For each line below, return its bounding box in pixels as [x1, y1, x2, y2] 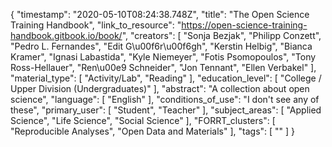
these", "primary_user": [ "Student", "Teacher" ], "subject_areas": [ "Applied [10, 104, 322, 116]
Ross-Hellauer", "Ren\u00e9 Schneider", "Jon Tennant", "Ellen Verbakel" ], [10, 62, 317, 73]
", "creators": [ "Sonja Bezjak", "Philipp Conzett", [121, 30, 322, 41]
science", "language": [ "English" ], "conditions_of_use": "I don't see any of [10, 94, 320, 105]
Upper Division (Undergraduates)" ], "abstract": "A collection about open [10, 83, 310, 94]
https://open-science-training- [181, 19, 308, 31]
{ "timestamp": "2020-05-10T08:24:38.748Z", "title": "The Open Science [10, 9, 310, 20]
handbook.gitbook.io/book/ [10, 30, 123, 41]
